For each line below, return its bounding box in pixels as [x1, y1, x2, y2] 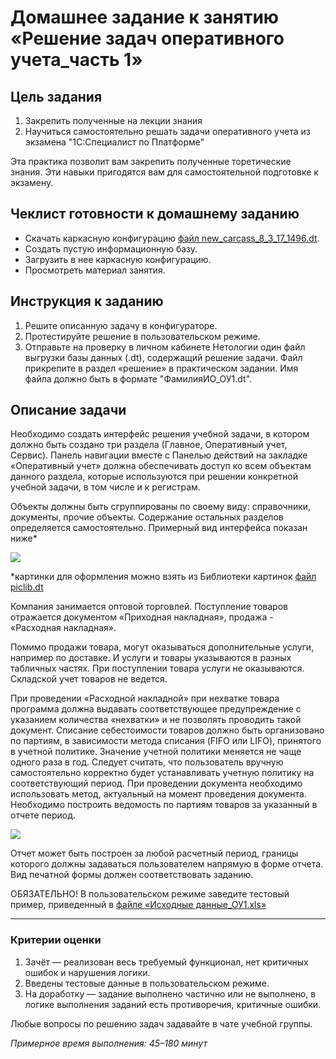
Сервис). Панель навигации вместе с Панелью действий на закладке [10, 449, 308, 461]
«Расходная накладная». [10, 622, 117, 634]
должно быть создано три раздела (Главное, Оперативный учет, [10, 439, 288, 451]
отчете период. [10, 809, 77, 821]
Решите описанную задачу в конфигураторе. [24, 319, 218, 331]
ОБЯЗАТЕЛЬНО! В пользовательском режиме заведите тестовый [10, 888, 290, 900]
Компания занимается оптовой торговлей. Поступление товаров [10, 601, 288, 613]
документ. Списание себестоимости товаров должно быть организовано [10, 724, 325, 736]
